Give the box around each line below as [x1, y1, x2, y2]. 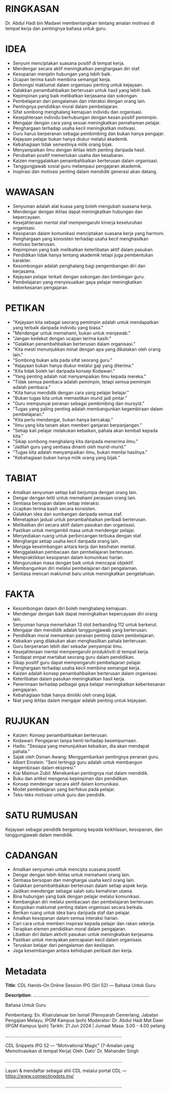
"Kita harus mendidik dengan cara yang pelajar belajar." [12, 389, 129, 396]
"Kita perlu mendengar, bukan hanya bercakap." [12, 417, 113, 423]
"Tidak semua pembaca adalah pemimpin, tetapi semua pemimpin [12, 378, 151, 385]
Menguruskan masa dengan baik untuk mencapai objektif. [12, 559, 134, 566]
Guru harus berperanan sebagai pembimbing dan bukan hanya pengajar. [12, 131, 165, 137]
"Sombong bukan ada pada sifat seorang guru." [12, 357, 113, 363]
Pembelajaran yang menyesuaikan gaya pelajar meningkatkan [12, 279, 142, 285]
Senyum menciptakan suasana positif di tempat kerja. [12, 60, 125, 66]
